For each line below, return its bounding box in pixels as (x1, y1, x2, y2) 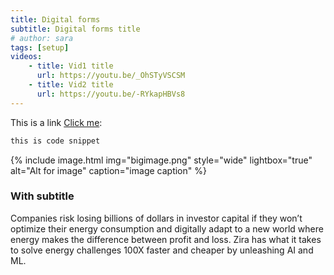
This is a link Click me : (10, 116, 103, 128)
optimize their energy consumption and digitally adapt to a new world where (10, 222, 324, 235)
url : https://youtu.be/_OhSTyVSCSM (36, 71, 186, 81)
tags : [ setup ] (10, 42, 70, 53)
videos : (10, 52, 43, 62)
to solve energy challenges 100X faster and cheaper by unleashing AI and (10, 244, 314, 256)
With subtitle (10, 189, 75, 203)
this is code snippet (10, 136, 101, 146)
